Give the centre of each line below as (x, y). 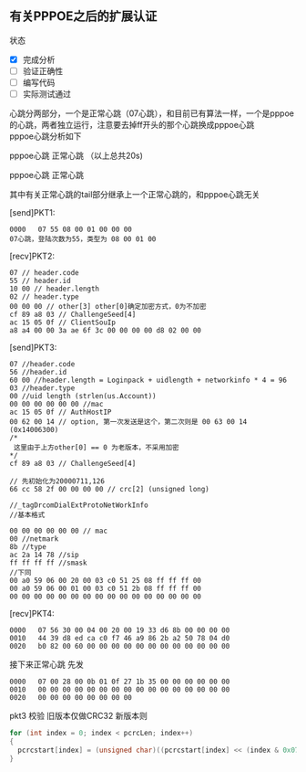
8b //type (28, 547)
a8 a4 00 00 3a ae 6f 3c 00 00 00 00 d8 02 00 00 (106, 331)
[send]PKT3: (33, 348)
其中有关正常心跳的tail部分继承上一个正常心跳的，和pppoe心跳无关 (135, 195)
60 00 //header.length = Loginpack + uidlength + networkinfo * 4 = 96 (148, 381)
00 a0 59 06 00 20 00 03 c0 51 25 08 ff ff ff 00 (106, 581)
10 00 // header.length (55, 289)
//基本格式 (27, 515)
